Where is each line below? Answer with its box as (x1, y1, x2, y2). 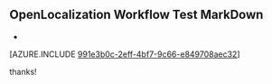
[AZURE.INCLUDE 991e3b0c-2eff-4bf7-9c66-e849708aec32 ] (9, 49, 241, 60)
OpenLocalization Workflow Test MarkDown (9, 7, 264, 23)
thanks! (9, 66, 38, 77)
